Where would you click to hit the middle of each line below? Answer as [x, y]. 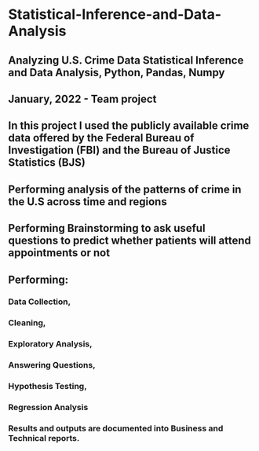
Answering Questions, [52, 365]
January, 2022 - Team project [82, 99]
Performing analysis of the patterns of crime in [125, 189]
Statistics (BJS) [47, 163]
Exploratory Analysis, [50, 344]
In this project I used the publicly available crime [129, 126]
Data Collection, [40, 302]
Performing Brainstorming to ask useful [107, 228]
